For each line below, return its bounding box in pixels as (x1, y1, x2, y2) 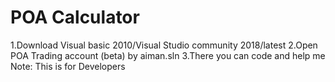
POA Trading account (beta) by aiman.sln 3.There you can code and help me (10, 49, 326, 61)
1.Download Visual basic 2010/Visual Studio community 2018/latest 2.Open (10, 39, 318, 51)
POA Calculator (10, 6, 140, 29)
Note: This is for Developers (10, 60, 126, 72)
